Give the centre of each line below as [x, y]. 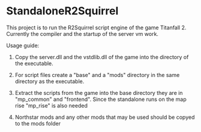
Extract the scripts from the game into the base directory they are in [99, 93]
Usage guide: [23, 45]
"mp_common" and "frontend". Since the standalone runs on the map [101, 99]
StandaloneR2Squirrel [62, 11]
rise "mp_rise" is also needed [51, 105]
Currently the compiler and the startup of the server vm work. [82, 33]
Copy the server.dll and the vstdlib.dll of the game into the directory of [102, 57]
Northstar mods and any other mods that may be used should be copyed [105, 117]
